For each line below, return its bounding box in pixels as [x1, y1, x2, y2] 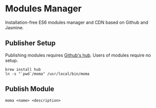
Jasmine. [5, 24, 24, 30]
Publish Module [5, 85, 54, 93]
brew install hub [5, 67, 41, 72]
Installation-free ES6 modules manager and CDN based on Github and [5, 19, 149, 25]
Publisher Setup [5, 39, 56, 48]
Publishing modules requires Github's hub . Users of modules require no [5, 52, 151, 58]
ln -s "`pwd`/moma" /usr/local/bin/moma [5, 71, 90, 76]
